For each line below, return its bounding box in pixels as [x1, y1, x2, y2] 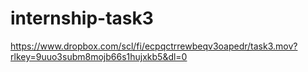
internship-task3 [10, 7, 154, 30]
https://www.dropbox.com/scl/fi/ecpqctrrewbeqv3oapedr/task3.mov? [10, 40, 298, 52]
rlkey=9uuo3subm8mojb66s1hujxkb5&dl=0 [10, 50, 188, 62]
